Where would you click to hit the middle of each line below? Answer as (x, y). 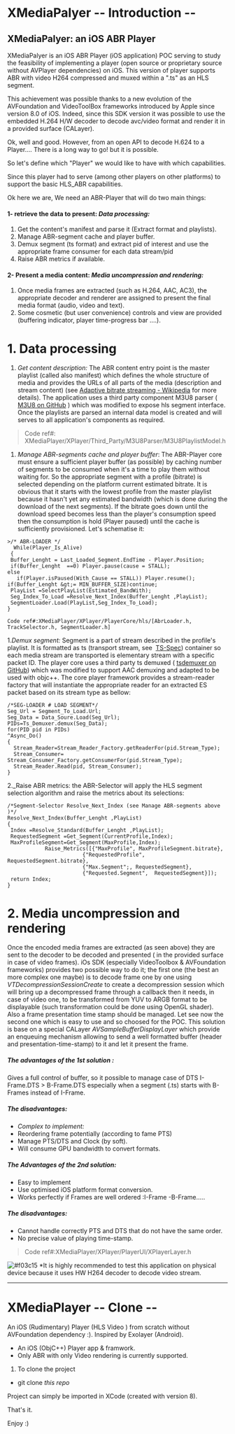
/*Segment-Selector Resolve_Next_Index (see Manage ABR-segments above (114, 806)
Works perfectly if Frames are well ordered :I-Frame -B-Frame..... (111, 1197)
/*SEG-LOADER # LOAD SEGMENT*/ (53, 705)
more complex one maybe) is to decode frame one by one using (100, 977)
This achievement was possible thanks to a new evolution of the (100, 99)
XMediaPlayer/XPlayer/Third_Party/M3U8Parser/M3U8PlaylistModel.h (125, 441)
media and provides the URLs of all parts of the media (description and (119, 383)
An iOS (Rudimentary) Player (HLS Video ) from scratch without (99, 1327)
